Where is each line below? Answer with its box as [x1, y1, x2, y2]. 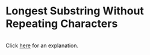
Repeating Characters [5, 17, 118, 30]
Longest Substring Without [5, 4, 144, 18]
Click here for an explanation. [5, 42, 79, 49]
